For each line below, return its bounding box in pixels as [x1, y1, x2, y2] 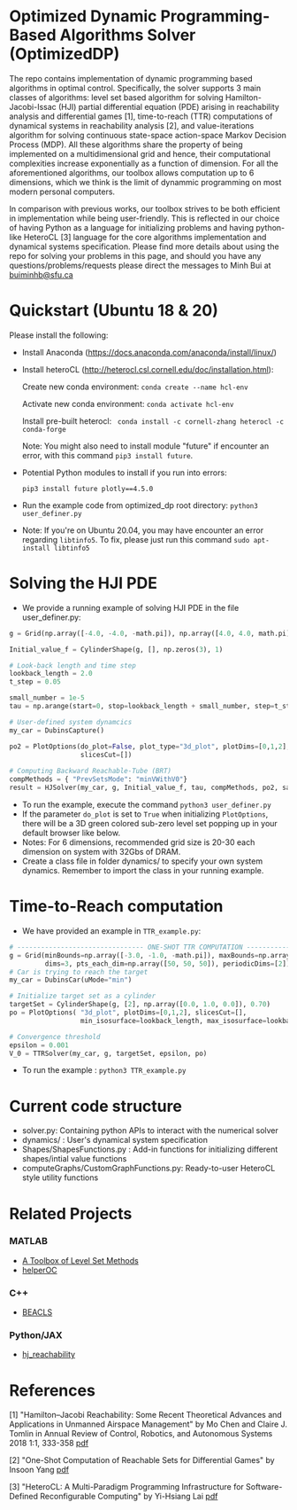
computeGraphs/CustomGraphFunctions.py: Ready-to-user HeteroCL [21, 1163, 276, 1174]
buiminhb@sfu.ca [9, 269, 73, 280]
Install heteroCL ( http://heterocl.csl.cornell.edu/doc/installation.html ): [21, 364, 274, 374]
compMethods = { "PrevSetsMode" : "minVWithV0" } [9, 775, 188, 784]
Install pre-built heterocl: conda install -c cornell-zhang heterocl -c [21, 415, 285, 426]
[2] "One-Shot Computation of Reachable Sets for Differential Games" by [9, 1455, 276, 1466]
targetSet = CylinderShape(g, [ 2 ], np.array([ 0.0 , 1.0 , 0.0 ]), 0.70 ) [9, 1000, 271, 1009]
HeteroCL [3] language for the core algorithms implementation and [23, 231, 267, 242]
